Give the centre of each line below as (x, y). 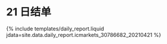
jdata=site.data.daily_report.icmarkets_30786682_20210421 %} (84, 35)
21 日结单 (29, 12)
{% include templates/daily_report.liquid (55, 28)
